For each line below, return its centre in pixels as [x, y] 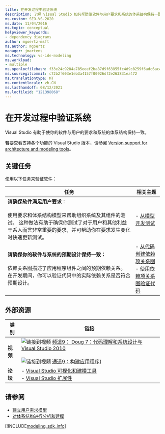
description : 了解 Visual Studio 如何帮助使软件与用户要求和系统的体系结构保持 [80, 14]
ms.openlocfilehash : [26, 69]
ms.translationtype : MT [29, 78]
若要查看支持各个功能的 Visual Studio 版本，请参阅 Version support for [76, 143]
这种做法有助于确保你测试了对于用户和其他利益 [73, 223]
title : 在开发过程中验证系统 [31, 10]
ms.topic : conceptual [27, 28]
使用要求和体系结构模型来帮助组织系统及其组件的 [64, 216]
